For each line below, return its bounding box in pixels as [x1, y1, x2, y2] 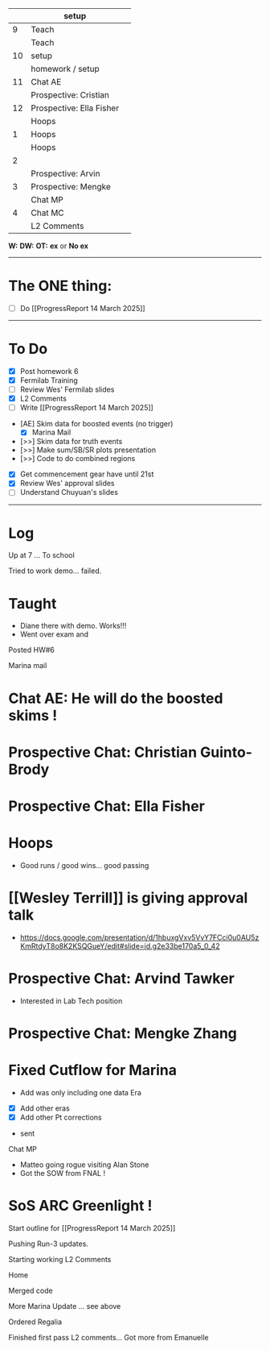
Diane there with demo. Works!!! [19, 621, 127, 631]
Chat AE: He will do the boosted [8, 689, 223, 708]
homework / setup [31, 64, 100, 74]
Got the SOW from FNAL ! [19, 1169, 106, 1178]
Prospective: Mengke [31, 181, 111, 192]
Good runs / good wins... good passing [19, 860, 149, 870]
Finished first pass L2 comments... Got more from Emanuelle [8, 1332, 209, 1342]
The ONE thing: [8, 277, 112, 295]
